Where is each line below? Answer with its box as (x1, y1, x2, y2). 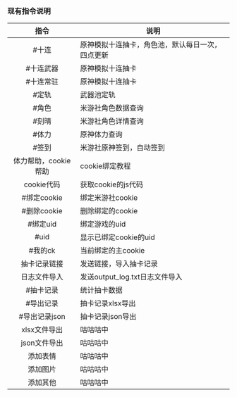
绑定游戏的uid (80, 220, 126, 229)
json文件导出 (20, 338, 63, 348)
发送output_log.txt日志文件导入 (80, 272, 183, 282)
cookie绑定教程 (80, 161, 131, 171)
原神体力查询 (80, 130, 123, 139)
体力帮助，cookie (13, 156, 71, 166)
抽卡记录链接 (20, 259, 63, 269)
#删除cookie (21, 206, 63, 216)
